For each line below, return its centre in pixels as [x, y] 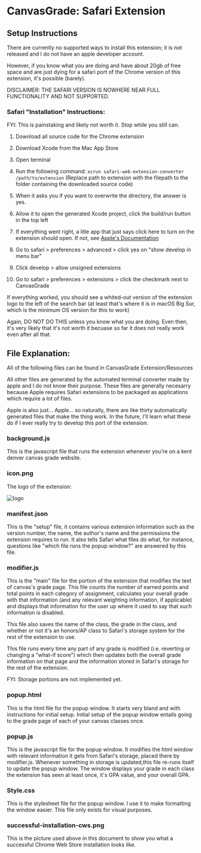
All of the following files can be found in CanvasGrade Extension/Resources [100, 368]
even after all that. [29, 335]
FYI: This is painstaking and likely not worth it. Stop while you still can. [93, 125]
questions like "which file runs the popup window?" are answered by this [97, 546]
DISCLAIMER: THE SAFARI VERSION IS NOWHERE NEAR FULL [83, 90]
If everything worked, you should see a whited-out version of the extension [100, 298]
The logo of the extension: [39, 486]
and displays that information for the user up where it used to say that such [99, 606]
